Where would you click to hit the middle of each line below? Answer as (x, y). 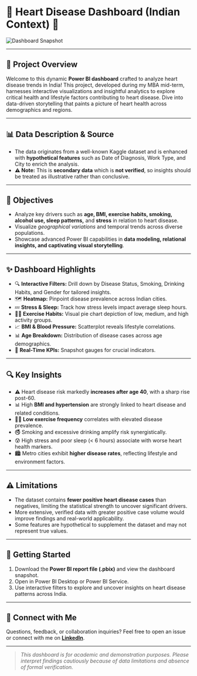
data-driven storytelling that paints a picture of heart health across (86, 103)
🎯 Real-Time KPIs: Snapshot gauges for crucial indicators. (85, 350)
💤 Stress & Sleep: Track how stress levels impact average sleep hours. (101, 308)
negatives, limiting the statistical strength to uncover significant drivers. (101, 506)
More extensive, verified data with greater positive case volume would (99, 512)
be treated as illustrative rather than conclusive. (72, 176)
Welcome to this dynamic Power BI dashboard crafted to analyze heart (92, 78)
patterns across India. (41, 593)
